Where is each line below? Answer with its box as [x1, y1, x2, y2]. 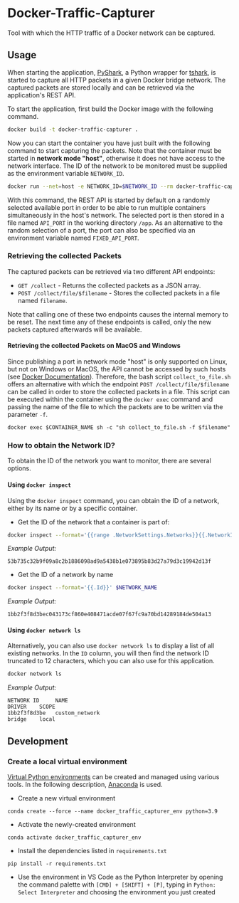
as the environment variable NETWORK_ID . [7, 169, 124, 177]
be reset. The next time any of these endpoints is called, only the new [7, 317, 212, 326]
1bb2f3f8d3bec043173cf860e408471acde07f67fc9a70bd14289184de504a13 [7, 611, 212, 618]
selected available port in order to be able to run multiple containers [7, 203, 206, 211]
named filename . [17, 296, 68, 305]
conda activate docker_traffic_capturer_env [7, 834, 142, 841]
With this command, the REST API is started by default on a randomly [7, 196, 211, 204]
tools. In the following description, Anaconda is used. [7, 781, 163, 789]
